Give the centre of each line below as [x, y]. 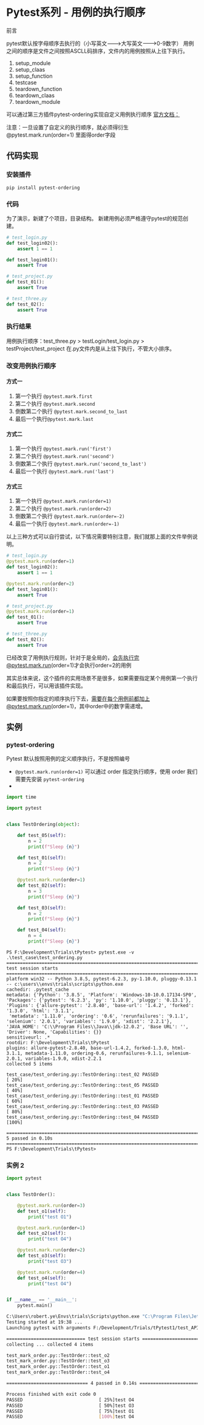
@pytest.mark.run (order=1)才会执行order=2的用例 [69, 665]
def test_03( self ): [42, 908]
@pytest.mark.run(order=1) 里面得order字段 [61, 135]
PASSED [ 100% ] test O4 [70, 1417]
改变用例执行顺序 [31, 366]
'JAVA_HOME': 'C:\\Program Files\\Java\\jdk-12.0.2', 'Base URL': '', [97, 1027]
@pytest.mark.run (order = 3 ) [51, 1205]
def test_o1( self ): [42, 1211]
